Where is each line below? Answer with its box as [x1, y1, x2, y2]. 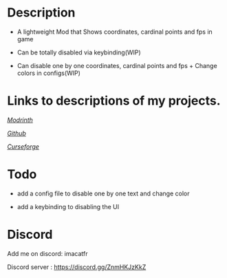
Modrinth [7, 116, 33, 124]
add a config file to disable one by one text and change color [17, 189, 190, 197]
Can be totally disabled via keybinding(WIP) [17, 48, 141, 56]
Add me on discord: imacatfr [7, 249, 88, 257]
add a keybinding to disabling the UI [17, 202, 119, 211]
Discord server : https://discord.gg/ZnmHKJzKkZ [7, 263, 147, 271]
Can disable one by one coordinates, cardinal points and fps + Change [17, 61, 218, 69]
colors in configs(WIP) [17, 69, 81, 77]
